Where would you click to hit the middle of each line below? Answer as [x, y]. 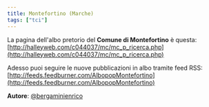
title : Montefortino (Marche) [51, 13]
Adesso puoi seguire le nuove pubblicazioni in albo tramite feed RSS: [105, 68]
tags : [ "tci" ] [28, 20]
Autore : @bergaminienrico [45, 96]
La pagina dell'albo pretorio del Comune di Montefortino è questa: [102, 39]
